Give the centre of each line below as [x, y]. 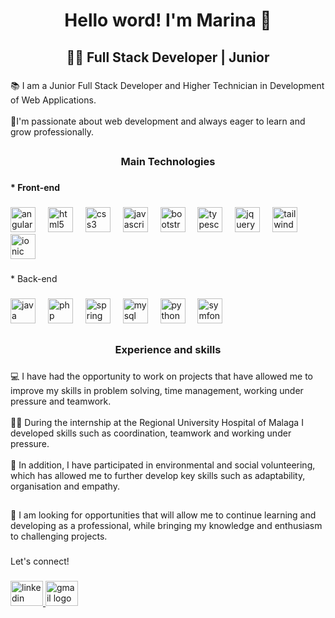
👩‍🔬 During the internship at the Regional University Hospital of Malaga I [157, 422]
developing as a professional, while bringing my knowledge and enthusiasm [166, 526]
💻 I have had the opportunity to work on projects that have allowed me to [161, 376]
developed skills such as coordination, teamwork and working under [151, 433]
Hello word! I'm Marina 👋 [168, 20]
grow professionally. [52, 131]
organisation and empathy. [65, 486]
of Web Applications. [53, 100]
